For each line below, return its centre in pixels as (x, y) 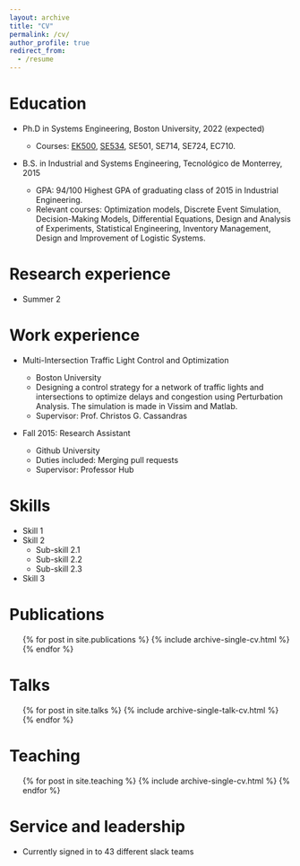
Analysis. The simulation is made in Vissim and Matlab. (137, 406)
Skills (30, 506)
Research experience (90, 274)
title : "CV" (31, 26)
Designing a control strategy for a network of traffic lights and (150, 387)
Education (48, 104)
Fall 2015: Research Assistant (76, 433)
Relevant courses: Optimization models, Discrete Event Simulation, (158, 209)
